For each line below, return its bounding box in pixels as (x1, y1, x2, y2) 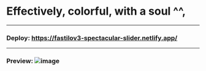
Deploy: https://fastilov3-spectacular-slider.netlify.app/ (6, 34, 178, 42)
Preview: (6, 57, 34, 65)
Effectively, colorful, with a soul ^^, (6, 4, 186, 18)
